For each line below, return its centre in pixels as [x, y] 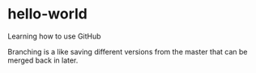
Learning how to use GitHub [55, 36]
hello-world [48, 14]
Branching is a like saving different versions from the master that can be [128, 51]
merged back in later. [43, 60]
